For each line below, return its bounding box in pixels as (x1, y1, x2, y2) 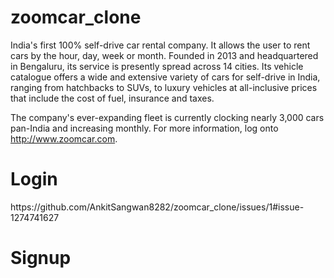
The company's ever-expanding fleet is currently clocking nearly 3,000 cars (10, 111, 325, 123)
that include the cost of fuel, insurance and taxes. (10, 92, 215, 104)
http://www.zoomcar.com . (10, 132, 118, 145)
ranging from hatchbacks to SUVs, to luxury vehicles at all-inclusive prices (10, 81, 318, 93)
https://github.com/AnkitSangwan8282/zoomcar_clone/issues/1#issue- (10, 201, 305, 213)
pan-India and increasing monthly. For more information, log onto (10, 122, 279, 134)
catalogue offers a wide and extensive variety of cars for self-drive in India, (10, 71, 321, 83)
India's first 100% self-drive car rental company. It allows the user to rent (10, 39, 311, 51)
